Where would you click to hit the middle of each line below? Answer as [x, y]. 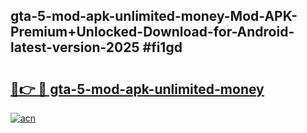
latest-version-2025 [75, 47]
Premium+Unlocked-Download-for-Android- [152, 32]
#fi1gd [162, 47]
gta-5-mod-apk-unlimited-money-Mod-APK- [154, 16]
